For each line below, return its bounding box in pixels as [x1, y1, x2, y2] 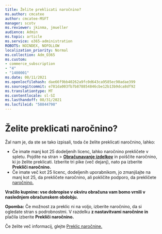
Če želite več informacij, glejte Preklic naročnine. [5, 223, 103, 229]
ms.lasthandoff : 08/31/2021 [5, 98, 62, 103]
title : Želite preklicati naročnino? [5, 7, 81, 12]
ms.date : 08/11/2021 [5, 75, 47, 80]
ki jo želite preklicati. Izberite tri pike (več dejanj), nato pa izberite [12, 159, 143, 164]
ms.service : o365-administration [5, 39, 73, 44]
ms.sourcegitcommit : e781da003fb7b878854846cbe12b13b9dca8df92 [5, 84, 136, 89]
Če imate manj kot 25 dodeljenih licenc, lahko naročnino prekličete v [12, 148, 149, 154]
